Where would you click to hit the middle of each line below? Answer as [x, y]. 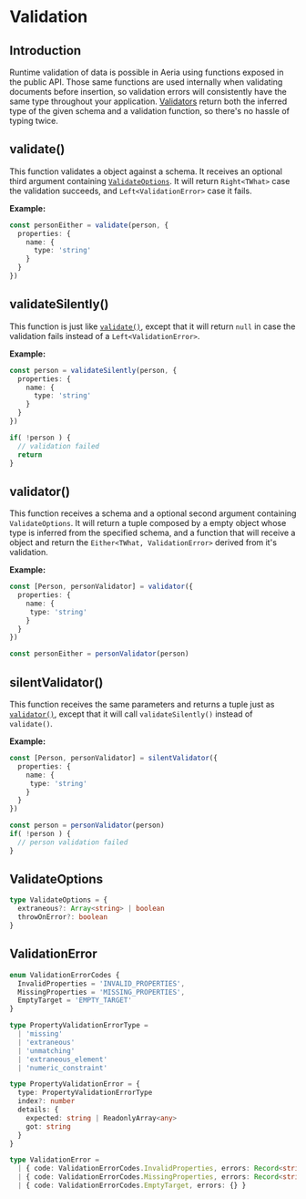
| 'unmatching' [46, 1050]
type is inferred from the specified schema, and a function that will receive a [153, 533]
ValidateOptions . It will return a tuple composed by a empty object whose [148, 523]
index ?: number [46, 1101]
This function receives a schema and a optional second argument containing [153, 513]
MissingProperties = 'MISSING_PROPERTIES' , [101, 992]
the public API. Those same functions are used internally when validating [146, 82]
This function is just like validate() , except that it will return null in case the [153, 326]
